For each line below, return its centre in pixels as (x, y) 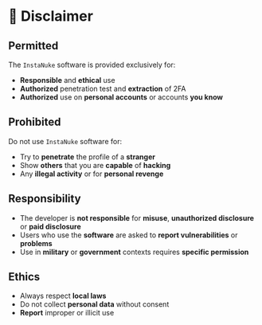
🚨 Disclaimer (51, 16)
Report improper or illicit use (67, 313)
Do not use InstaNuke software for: (65, 141)
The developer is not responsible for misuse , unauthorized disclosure (137, 217)
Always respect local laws (63, 296)
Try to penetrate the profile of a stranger (87, 157)
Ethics (24, 277)
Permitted (33, 46)
